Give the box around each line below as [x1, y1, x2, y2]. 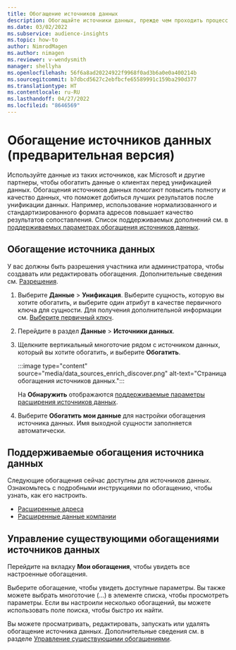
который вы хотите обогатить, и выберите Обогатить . [17, 348, 181, 356]
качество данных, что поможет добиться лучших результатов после [7, 193, 214, 201]
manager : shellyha [7, 63, 61, 70]
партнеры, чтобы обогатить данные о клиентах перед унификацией [7, 177, 211, 187]
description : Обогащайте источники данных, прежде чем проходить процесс [7, 17, 229, 24]
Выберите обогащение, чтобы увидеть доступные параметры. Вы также [7, 584, 226, 592]
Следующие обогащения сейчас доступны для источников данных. [7, 476, 211, 485]
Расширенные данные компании [17, 512, 116, 521]
